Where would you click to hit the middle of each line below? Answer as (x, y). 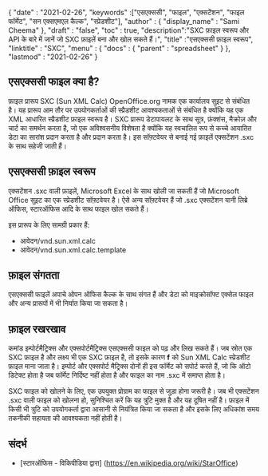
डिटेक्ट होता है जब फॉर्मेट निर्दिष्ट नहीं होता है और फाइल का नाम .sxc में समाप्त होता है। (117, 375)
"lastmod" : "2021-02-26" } (53, 57)
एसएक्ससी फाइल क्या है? (54, 82)
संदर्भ (18, 444)
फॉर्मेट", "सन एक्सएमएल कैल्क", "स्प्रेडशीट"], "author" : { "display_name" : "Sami (124, 21)
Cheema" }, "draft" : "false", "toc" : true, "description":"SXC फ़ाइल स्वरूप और (129, 30)
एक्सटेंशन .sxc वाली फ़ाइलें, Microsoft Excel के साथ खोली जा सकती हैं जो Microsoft (124, 191)
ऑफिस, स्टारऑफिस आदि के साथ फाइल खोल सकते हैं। (79, 208)
